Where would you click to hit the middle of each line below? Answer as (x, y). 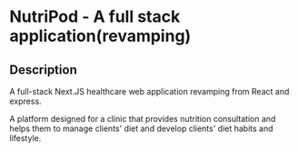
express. (26, 101)
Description (43, 70)
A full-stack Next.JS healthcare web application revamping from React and (149, 91)
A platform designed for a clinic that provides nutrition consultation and (143, 119)
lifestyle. (25, 138)
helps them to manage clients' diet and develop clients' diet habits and (142, 128)
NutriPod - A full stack (95, 17)
